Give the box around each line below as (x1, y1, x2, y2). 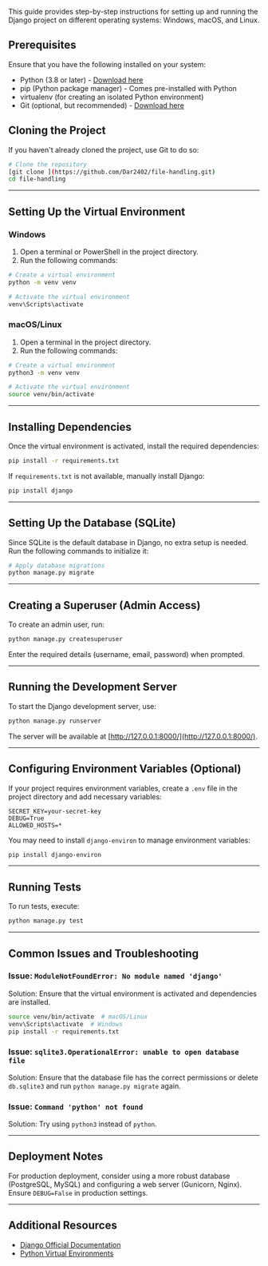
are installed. (8, 997, 51, 1006)
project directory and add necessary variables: (8, 791, 162, 802)
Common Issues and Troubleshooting (8, 946, 199, 960)
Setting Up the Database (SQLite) (8, 516, 176, 530)
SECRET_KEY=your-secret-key (8, 807, 102, 815)
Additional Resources (8, 1219, 117, 1232)
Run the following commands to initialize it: (8, 546, 149, 555)
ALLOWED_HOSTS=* (8, 821, 62, 830)
